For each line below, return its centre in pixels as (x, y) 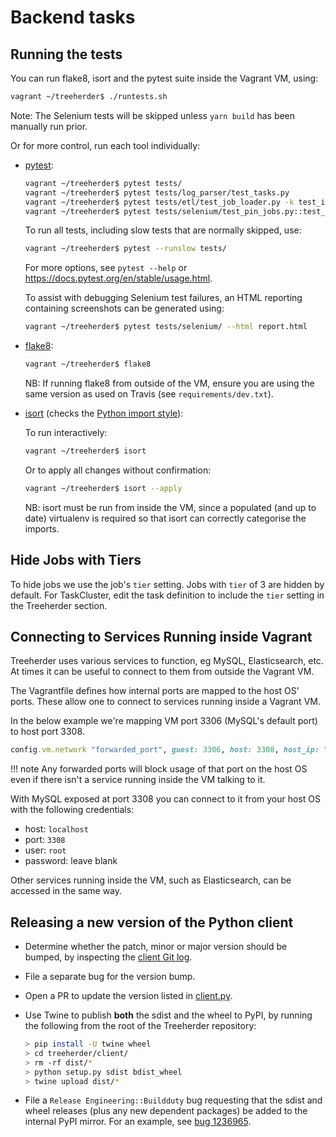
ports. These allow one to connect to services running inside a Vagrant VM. (165, 702)
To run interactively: (66, 432)
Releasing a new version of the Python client (152, 922)
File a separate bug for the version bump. (110, 977)
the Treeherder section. (59, 605)
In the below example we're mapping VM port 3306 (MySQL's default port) (164, 721)
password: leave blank (71, 861)
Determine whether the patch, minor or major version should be (156, 947)
